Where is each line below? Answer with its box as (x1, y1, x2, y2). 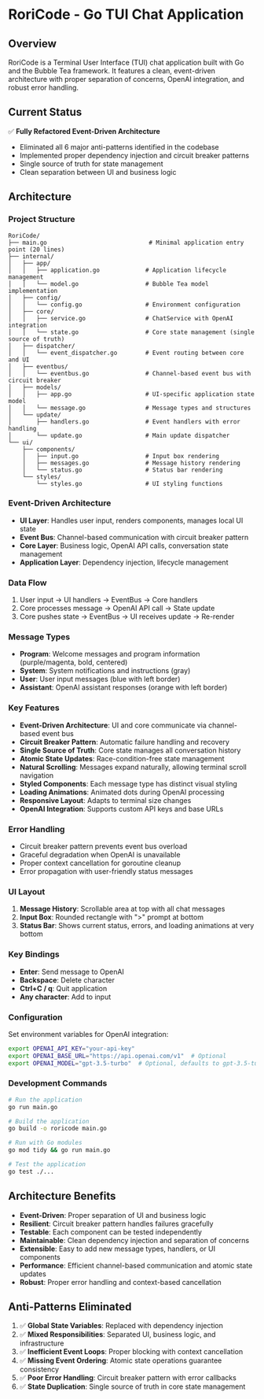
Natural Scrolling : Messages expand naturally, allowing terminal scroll (19, 762, 247, 772)
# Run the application (8, 1096, 82, 1104)
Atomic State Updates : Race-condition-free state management (19, 753, 225, 763)
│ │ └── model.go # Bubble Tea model (8, 279, 210, 288)
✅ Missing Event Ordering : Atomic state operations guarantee (19, 1356, 222, 1365)
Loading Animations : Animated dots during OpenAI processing (19, 787, 225, 797)
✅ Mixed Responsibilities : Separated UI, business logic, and (19, 1330, 216, 1339)
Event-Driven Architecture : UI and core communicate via (19, 720, 207, 730)
